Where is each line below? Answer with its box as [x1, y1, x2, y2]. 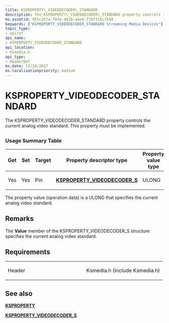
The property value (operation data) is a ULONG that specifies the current [5, 195, 158, 201]
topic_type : [5, 26, 30, 31]
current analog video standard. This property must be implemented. [5, 122, 146, 128]
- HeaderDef [5, 59, 30, 64]
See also [5, 289, 33, 298]
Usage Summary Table [5, 137, 62, 144]
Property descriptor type [66, 157, 127, 164]
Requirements [5, 247, 50, 256]
